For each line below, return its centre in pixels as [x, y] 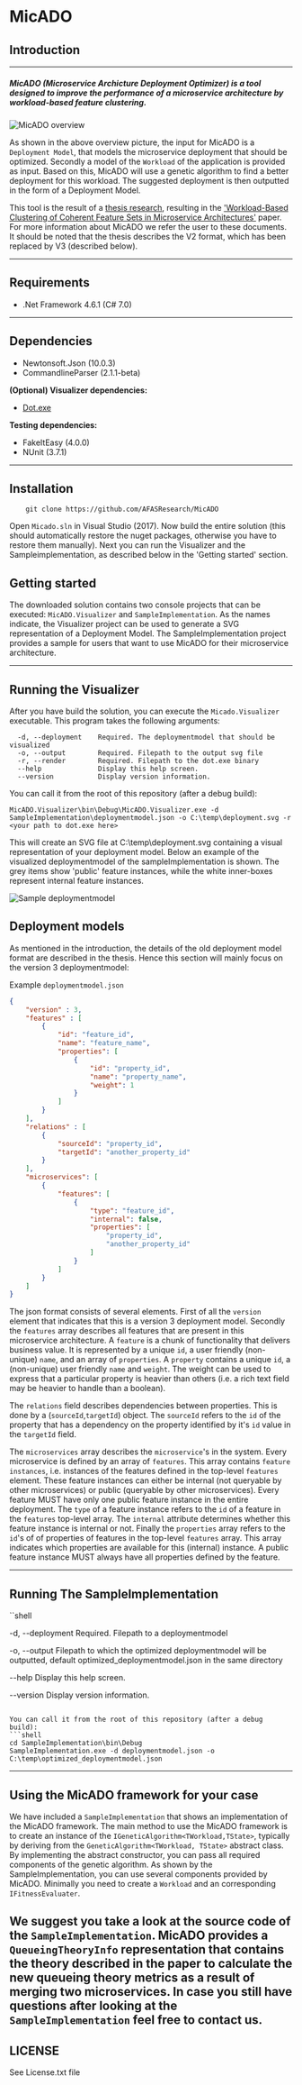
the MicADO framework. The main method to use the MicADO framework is [148, 1826]
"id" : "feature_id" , [96, 1035]
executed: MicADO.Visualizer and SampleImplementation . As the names [140, 615]
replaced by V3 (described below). [74, 246]
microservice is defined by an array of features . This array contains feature [150, 1461]
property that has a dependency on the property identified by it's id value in [150, 1425]
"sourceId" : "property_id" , [110, 1143]
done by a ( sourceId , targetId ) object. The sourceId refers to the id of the [145, 1416]
